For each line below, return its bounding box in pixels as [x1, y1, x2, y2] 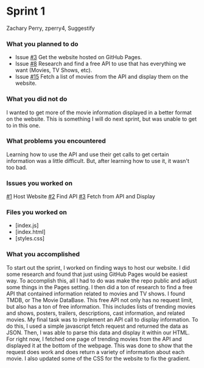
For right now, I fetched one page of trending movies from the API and [6, 335, 182, 342]
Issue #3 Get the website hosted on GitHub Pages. [15, 54, 142, 61]
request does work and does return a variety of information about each [6, 348, 185, 355]
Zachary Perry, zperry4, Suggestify [6, 24, 96, 32]
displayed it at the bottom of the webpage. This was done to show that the [6, 342, 193, 349]
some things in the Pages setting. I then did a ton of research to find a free [6, 283, 193, 290]
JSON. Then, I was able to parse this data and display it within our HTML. [6, 328, 190, 336]
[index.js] [15, 222, 39, 229]
